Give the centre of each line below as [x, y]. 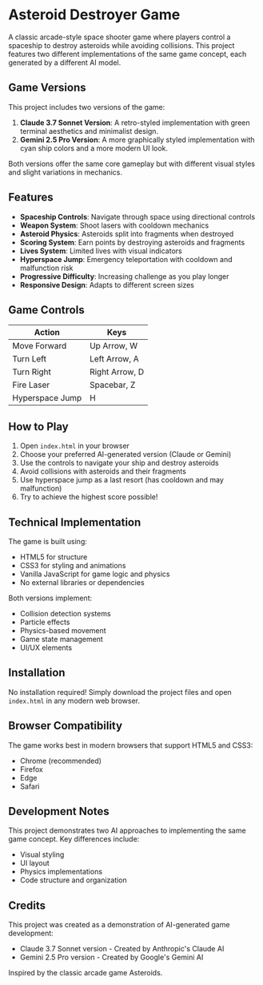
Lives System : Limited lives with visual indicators [101, 251]
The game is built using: [48, 541]
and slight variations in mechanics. [65, 172]
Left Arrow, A [114, 359]
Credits [27, 905]
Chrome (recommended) [61, 761]
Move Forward [40, 346]
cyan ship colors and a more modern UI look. [94, 148]
